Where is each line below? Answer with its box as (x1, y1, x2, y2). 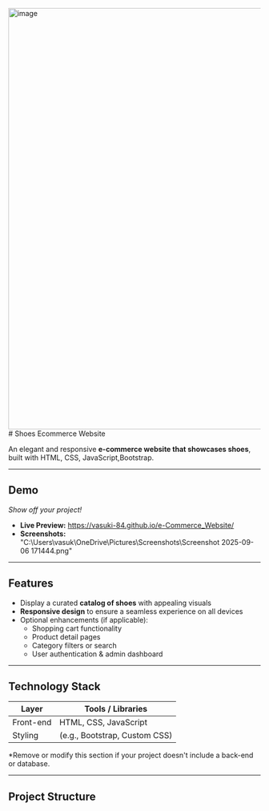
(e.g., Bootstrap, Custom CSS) (58, 730, 173, 741)
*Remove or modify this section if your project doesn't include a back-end (8, 750, 254, 761)
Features (8, 577, 54, 591)
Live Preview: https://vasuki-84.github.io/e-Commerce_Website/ (19, 520, 235, 530)
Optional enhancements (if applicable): (19, 615, 148, 624)
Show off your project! (8, 505, 82, 514)
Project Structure (8, 789, 96, 803)
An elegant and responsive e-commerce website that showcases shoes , (8, 445, 251, 454)
